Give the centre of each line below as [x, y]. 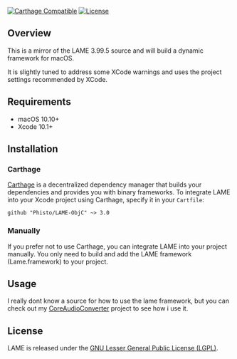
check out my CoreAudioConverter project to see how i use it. [98, 308]
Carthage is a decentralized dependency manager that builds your [105, 184]
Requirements [39, 102]
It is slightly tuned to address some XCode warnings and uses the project [115, 72]
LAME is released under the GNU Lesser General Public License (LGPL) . [113, 348]
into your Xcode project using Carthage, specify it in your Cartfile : [106, 200]
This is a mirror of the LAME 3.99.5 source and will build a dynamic [106, 51]
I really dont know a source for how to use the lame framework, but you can [118, 301]
